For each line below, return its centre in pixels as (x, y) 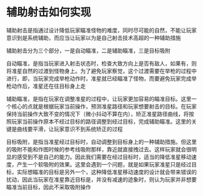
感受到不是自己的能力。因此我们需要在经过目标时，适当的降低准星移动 (104, 157)
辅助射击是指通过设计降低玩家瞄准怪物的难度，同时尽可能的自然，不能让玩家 (101, 30)
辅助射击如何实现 (49, 12)
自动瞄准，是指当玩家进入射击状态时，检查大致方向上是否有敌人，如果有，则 (101, 63)
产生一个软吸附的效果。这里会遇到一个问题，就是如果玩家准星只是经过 (104, 164)
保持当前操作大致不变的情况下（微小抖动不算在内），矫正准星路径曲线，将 (98, 114)
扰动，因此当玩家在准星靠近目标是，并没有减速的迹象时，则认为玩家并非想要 (101, 179)
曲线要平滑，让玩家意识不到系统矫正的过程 (69, 129)
